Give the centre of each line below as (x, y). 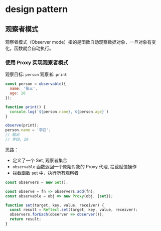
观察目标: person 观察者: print (36, 74)
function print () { (26, 107)
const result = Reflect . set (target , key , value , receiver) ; (74, 210)
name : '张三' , (24, 89)
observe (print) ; (22, 126)
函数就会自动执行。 (34, 48)
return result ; (26, 219)
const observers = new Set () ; (37, 182)
